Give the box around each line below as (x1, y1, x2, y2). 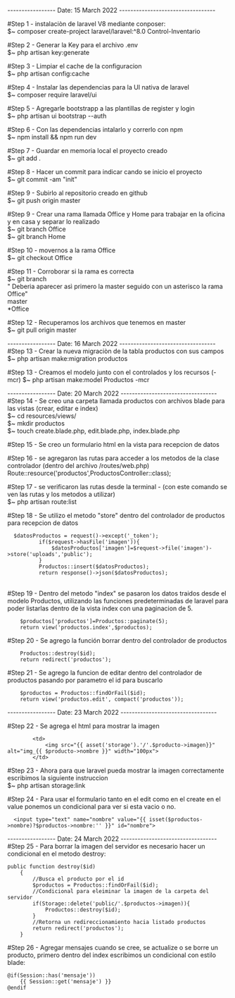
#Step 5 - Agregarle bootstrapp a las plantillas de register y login (7, 104, 195, 112)
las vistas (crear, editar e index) (7, 405, 99, 412)
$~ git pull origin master (7, 326, 77, 334)
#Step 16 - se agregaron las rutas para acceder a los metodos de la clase (7, 454, 220, 462)
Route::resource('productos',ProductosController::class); (7, 469, 172, 477)
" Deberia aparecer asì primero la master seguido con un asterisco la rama (7, 282, 223, 290)
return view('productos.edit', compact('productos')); (20, 696, 184, 703)
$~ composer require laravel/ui (7, 91, 97, 99)
